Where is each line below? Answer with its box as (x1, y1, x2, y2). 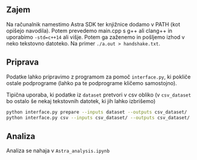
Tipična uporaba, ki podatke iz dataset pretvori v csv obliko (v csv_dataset (6, 91, 192, 98)
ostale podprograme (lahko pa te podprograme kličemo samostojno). (6, 79, 177, 86)
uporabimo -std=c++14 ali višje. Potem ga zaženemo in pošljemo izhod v (6, 33, 185, 41)
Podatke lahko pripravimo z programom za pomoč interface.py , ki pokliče (6, 73, 191, 80)
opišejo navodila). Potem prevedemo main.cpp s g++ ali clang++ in (6, 27, 173, 34)
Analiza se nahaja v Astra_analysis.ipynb (6, 147, 110, 155)
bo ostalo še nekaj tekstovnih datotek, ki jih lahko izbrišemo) (6, 97, 156, 104)
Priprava (6, 57, 39, 68)
